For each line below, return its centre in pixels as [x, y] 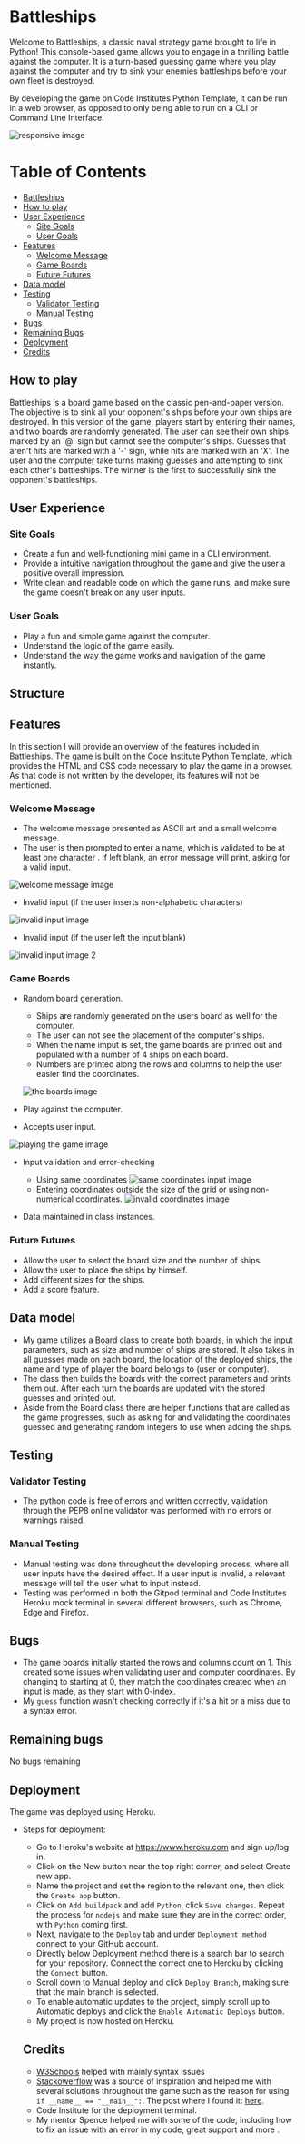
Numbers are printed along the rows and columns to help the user [159, 1064]
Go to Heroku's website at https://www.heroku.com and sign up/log [162, 1847]
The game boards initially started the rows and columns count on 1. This [157, 1663]
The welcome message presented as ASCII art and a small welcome [149, 829]
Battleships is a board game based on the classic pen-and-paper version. [147, 402]
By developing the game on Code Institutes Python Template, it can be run [148, 98]
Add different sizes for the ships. [84, 1279]
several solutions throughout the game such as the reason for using [162, 2090]
